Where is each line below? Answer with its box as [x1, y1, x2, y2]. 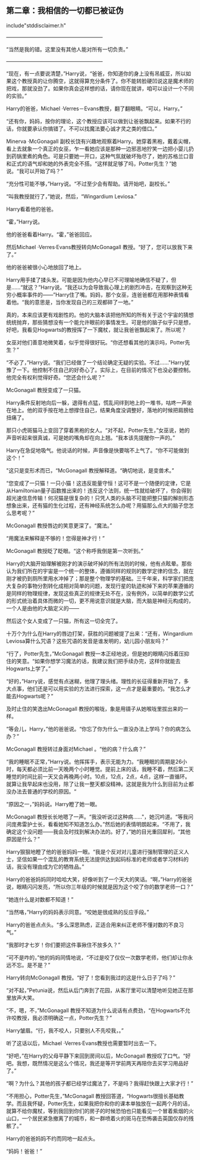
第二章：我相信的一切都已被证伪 [6, 5, 124, 16]
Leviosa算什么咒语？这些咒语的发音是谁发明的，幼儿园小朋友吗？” [6, 637, 168, 645]
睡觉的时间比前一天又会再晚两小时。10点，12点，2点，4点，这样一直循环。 [6, 773, 190, 780]
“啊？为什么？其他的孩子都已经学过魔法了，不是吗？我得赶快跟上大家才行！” [6, 1080, 193, 1087]
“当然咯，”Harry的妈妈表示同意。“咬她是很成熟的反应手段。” [6, 908, 149, 916]
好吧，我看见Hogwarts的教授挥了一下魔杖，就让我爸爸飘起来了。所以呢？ [6, 326, 187, 333]
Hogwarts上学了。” [6, 665, 51, 672]
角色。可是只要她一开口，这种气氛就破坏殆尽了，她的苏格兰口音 [37, 153, 194, 160]
